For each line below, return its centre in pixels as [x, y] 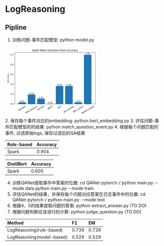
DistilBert [17, 164]
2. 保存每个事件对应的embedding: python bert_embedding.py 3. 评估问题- [80, 121]
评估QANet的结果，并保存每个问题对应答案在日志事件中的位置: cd [79, 194]
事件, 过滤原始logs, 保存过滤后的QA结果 [45, 133]
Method [15, 223]
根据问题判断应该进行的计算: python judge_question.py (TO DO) [77, 211]
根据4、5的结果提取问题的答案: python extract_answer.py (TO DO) [79, 205]
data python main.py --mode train [60, 188]
